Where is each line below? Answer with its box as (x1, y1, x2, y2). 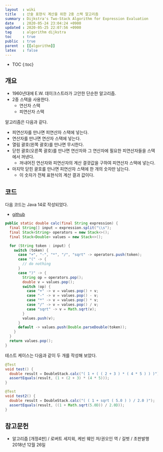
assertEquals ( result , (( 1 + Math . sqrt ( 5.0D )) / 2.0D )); (9, 403, 125, 408)
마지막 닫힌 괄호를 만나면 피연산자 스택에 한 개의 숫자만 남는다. (12, 166, 130, 172)
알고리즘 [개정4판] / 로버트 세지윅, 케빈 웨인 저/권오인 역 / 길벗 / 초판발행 (12, 436, 149, 442)
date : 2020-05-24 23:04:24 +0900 (5, 20, 81, 26)
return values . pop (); (9, 338, 53, 343)
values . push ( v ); (22, 315, 55, 321)
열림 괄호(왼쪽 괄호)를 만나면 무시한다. (12, 142, 84, 148)
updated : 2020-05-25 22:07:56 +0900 (5, 25, 81, 30)
